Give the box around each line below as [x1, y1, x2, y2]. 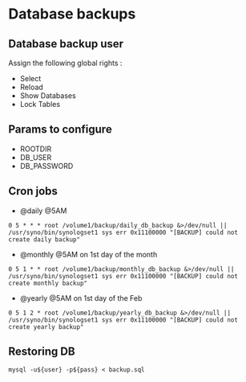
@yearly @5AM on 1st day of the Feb [19, 293, 143, 302]
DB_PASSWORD [19, 161, 74, 170]
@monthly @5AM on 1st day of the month [19, 249, 158, 259]
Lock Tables [19, 100, 61, 109]
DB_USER [19, 152, 52, 162]
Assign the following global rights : [8, 58, 123, 68]
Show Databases [19, 91, 76, 101]
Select [19, 74, 42, 83]
